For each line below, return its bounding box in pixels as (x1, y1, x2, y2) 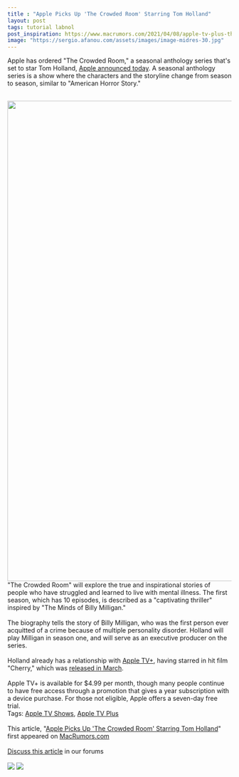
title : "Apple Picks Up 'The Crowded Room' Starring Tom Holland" (7, 10, 212, 18)
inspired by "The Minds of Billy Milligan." (7, 603, 127, 612)
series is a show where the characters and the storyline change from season (7, 72, 232, 80)
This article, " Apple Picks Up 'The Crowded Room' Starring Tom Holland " (7, 724, 222, 733)
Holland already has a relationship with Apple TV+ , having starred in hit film (7, 656, 228, 665)
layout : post (7, 17, 46, 24)
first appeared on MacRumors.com (7, 732, 110, 741)
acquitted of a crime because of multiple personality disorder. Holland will (7, 626, 224, 635)
